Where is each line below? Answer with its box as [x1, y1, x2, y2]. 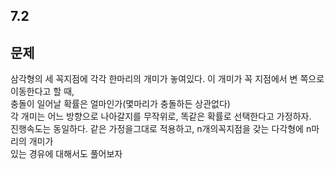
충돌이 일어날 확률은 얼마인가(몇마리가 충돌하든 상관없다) [10, 98, 231, 110]
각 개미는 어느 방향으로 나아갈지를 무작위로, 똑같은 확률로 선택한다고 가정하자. [10, 110, 312, 123]
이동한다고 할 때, [10, 85, 75, 98]
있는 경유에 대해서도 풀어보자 [10, 148, 123, 160]
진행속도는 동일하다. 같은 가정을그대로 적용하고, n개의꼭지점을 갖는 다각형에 [10, 123, 304, 135]
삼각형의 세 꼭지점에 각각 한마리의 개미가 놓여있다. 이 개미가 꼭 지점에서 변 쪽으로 [10, 73, 325, 85]
